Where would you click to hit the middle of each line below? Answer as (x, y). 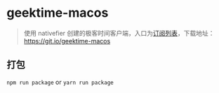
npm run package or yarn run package (60, 82)
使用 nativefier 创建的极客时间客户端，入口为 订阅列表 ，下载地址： (119, 33)
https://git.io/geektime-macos (67, 41)
